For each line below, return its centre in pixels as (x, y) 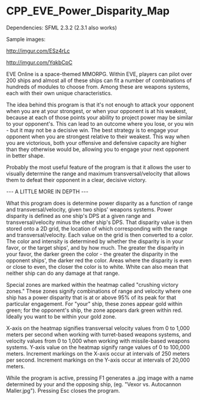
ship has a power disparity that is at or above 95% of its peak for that (91, 297)
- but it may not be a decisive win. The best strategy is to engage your (93, 130)
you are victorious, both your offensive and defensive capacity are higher (96, 143)
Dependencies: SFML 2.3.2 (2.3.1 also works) (62, 28)
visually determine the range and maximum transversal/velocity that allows (98, 173)
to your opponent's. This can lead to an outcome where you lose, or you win (100, 123)
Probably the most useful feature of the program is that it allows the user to (99, 167)
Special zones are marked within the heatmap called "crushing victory (93, 284)
